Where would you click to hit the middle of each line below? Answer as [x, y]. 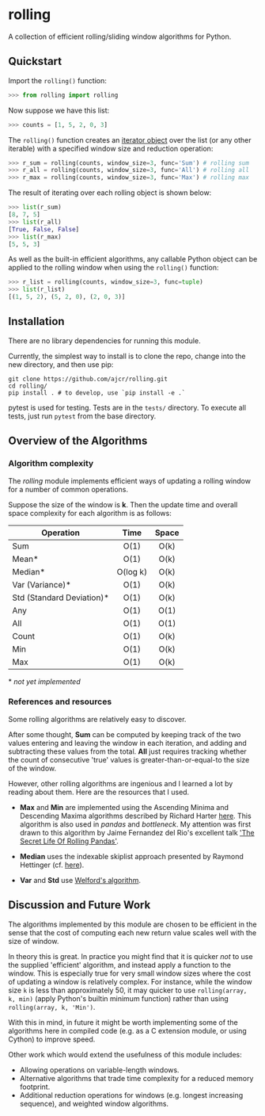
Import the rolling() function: [57, 80]
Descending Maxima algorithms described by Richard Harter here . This [135, 816]
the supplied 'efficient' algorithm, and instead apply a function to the [120, 965]
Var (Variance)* [42, 584]
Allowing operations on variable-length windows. [99, 1070]
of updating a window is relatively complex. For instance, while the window [130, 981]
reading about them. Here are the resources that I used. [99, 792]
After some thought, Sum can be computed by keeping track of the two [125, 734]
